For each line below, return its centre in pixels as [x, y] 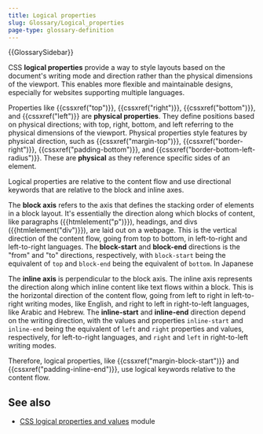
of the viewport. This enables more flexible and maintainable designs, [121, 84]
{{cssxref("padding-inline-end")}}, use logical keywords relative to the [122, 370]
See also [29, 402]
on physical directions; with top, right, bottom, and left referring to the [121, 125]
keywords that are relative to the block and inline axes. [96, 190]
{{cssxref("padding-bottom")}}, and [96, 149]
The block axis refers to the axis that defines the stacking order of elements [131, 205]
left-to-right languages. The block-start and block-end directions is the [124, 247]
